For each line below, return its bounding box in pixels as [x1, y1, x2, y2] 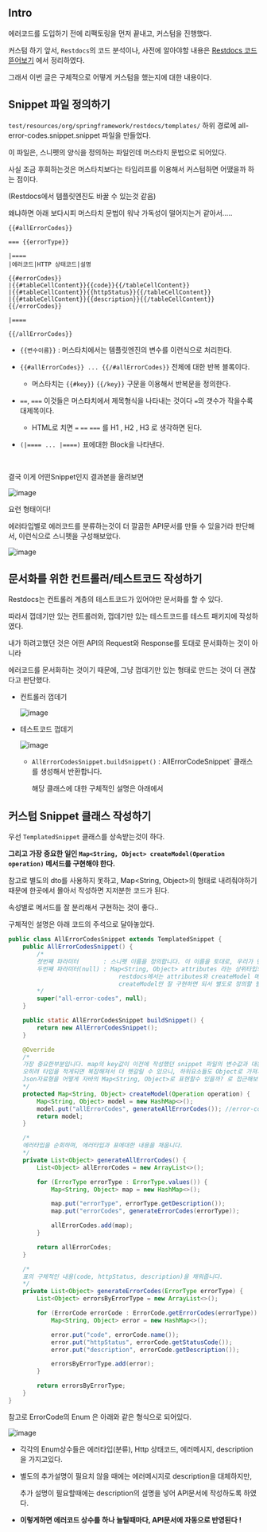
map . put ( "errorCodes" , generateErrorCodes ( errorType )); [50, 1207, 240, 1215]
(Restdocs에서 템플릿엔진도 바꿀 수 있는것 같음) [8, 191, 157, 201]
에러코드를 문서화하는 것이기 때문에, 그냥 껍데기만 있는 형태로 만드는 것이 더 [8, 665, 242, 675]
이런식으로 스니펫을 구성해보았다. [18, 531, 121, 541]
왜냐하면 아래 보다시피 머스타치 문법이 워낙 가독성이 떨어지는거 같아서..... [8, 208, 233, 217]
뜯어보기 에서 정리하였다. [8, 55, 85, 64]
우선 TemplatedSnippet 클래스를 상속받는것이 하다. [8, 832, 165, 842]
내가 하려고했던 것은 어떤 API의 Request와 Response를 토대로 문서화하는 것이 [8, 639, 250, 648]
